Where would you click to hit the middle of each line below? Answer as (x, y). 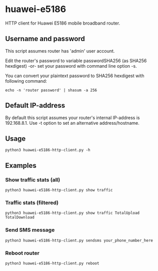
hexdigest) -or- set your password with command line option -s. (71, 66)
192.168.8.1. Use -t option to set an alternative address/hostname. (72, 123)
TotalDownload (20, 217)
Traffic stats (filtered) (32, 202)
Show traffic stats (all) (33, 180)
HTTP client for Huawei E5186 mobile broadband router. (63, 23)
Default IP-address (35, 105)
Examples (21, 166)
